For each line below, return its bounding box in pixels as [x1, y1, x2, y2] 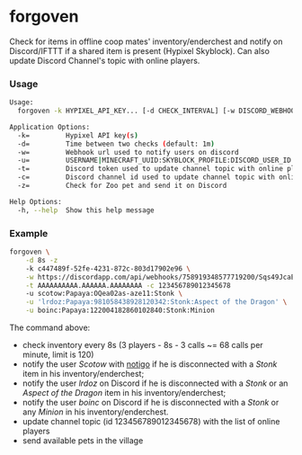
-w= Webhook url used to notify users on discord [17, 147, 240, 156]
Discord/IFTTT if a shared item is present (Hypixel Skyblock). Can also [9, 45, 270, 56]
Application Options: [9, 122, 91, 131]
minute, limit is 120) [22, 349, 94, 361]
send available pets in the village [22, 435, 144, 446]
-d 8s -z [25, 255, 58, 264]
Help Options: [9, 197, 63, 206]
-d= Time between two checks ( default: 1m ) [17, 139, 216, 148]
